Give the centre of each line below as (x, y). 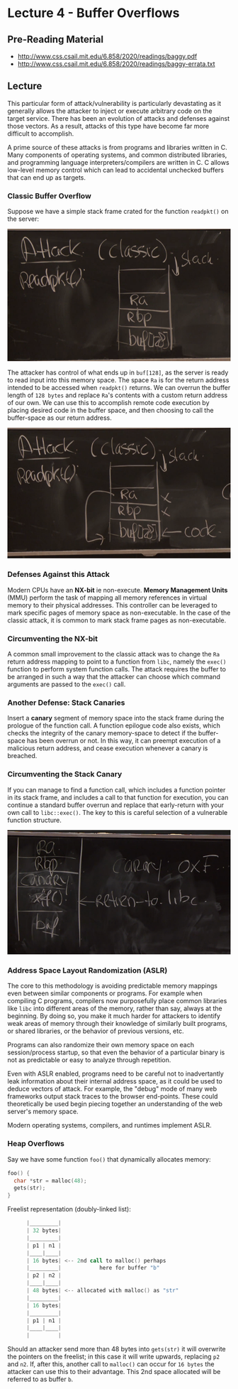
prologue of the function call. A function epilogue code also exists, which (114, 725)
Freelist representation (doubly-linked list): (69, 1209)
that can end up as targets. (47, 177)
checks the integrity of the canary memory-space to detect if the (102, 733)
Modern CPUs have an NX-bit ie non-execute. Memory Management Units (118, 590)
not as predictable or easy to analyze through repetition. (89, 1060)
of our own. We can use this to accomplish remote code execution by (109, 402)
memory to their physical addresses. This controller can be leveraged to (112, 605)
